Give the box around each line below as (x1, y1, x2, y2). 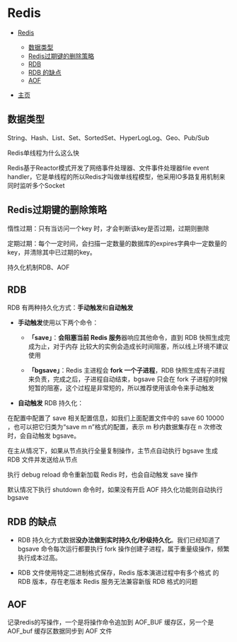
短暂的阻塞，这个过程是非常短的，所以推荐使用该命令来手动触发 (28, 384, 214, 392)
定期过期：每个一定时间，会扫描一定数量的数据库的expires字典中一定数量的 (7, 239, 228, 247)
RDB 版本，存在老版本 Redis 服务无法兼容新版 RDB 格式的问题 (17, 578, 198, 586)
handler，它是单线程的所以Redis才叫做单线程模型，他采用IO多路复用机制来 (7, 172, 226, 181)
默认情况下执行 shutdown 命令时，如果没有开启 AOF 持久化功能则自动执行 (7, 486, 223, 494)
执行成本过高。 (17, 554, 62, 562)
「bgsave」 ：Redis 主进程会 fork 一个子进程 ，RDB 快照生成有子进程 (28, 366, 226, 375)
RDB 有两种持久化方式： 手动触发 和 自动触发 (7, 303, 134, 312)
